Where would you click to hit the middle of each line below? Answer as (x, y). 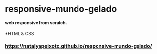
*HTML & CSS (20, 34)
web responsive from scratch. (36, 22)
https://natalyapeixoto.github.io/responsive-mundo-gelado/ (78, 46)
